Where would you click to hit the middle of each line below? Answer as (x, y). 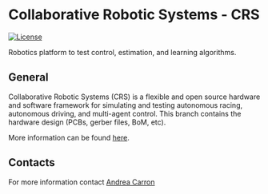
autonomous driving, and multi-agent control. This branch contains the (125, 113)
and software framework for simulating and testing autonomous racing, (126, 105)
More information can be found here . (69, 137)
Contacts (32, 162)
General (29, 77)
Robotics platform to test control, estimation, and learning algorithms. (122, 52)
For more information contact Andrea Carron (82, 182)
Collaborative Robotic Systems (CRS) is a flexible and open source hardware (134, 97)
